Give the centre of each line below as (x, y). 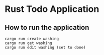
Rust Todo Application (52, 9)
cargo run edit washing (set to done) (45, 48)
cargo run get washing (28, 43)
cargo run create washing (32, 39)
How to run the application (47, 27)
